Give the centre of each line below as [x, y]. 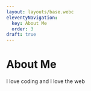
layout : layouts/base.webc [40, 12]
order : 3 [23, 29]
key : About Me [29, 23]
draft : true [21, 35]
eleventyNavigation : [32, 18]
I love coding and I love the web [46, 81]
